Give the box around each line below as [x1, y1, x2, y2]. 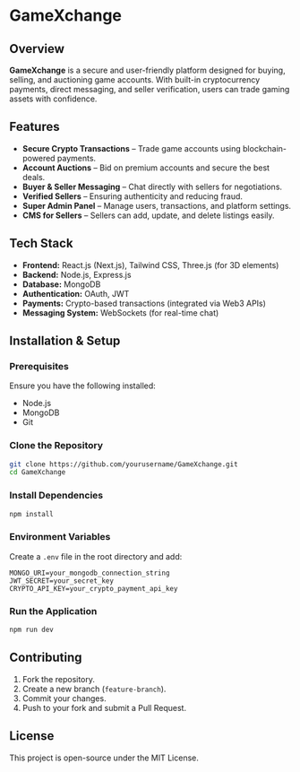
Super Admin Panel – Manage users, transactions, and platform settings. [21, 200, 292, 211]
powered [21, 152, 56, 163]
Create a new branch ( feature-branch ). [21, 683, 167, 694]
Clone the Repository [9, 439, 104, 452]
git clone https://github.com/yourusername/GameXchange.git [9, 459, 239, 469]
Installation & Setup [9, 334, 121, 349]
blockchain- [243, 143, 287, 153]
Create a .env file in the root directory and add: [9, 551, 183, 561]
